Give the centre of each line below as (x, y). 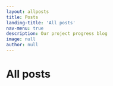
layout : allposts (28, 12)
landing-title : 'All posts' (41, 23)
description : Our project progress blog (57, 34)
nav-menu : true (25, 28)
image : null (21, 39)
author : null (22, 45)
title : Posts (22, 17)
